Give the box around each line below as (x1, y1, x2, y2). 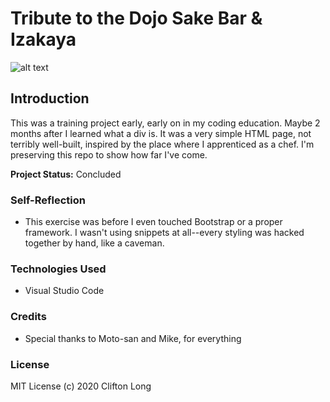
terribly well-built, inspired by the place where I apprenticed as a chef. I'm (10, 138, 315, 150)
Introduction (10, 90, 90, 107)
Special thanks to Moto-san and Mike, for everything (24, 332, 242, 344)
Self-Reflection (10, 193, 86, 207)
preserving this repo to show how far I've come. (10, 148, 208, 161)
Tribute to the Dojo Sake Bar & (10, 7, 263, 30)
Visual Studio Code (24, 285, 105, 297)
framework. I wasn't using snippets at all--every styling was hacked (24, 227, 305, 239)
